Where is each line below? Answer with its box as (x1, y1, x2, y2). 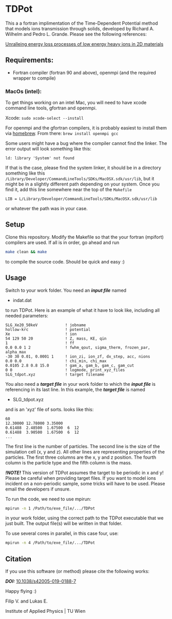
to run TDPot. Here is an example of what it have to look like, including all (5, 307, 160, 313)
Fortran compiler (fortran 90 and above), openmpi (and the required (12, 69, 157, 76)
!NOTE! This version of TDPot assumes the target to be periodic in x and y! (5, 470, 164, 476)
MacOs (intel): (5, 88, 42, 95)
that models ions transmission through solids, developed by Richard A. (5, 25, 155, 31)
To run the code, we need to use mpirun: (5, 496, 91, 502)
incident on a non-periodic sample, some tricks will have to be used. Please (5, 480, 165, 486)
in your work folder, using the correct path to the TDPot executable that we (5, 515, 164, 521)
